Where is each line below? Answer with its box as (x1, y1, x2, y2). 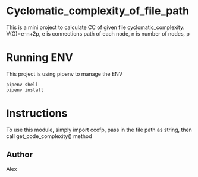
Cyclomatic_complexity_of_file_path (6, 4, 189, 18)
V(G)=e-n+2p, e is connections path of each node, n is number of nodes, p (6, 30, 190, 37)
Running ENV (6, 51, 73, 65)
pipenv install (6, 87, 44, 93)
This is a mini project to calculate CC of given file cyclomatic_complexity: (6, 24, 185, 31)
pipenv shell (6, 82, 39, 88)
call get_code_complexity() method (6, 132, 92, 140)
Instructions (6, 107, 68, 120)
